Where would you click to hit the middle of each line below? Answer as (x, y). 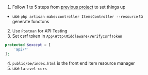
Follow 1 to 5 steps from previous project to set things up (69, 7)
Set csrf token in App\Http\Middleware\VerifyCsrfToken (67, 36)
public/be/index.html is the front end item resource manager (73, 63)
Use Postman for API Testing (40, 31)
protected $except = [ (28, 45)
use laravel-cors (29, 68)
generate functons (31, 22)
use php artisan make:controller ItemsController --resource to (77, 16)
